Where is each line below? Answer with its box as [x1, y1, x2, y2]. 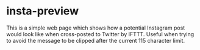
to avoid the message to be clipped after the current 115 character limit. [6, 37, 185, 44]
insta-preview [6, 4, 79, 18]
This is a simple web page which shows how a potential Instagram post [6, 24, 185, 31]
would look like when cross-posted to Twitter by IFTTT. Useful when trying [6, 30, 195, 37]
